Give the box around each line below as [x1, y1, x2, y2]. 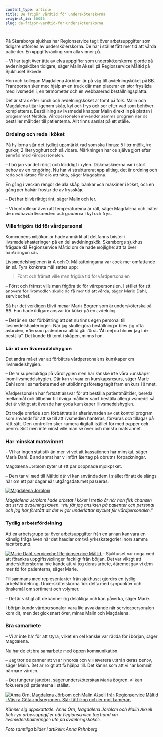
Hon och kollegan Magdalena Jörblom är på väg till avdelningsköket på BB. [5, 78, 155, 84]
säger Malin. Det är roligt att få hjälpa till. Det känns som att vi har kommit [5, 662, 152, 668]
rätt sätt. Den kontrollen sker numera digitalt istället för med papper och [5, 421, 148, 427]
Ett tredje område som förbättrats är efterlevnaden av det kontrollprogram [5, 410, 153, 416]
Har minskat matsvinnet [5, 438, 64, 445]
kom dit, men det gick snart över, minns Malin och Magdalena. [5, 610, 130, 616]
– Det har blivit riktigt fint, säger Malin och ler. [5, 196, 97, 202]
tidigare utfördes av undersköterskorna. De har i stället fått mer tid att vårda [5, 43, 157, 49]
